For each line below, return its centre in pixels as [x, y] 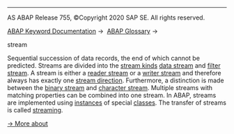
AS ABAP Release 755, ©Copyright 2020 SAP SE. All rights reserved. [106, 17]
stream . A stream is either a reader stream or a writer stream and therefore [114, 73]
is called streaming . [35, 110]
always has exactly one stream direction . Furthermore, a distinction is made [116, 80]
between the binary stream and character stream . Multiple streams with [110, 88]
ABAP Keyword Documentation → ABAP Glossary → [83, 31]
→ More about [28, 124]
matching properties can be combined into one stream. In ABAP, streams [112, 95]
